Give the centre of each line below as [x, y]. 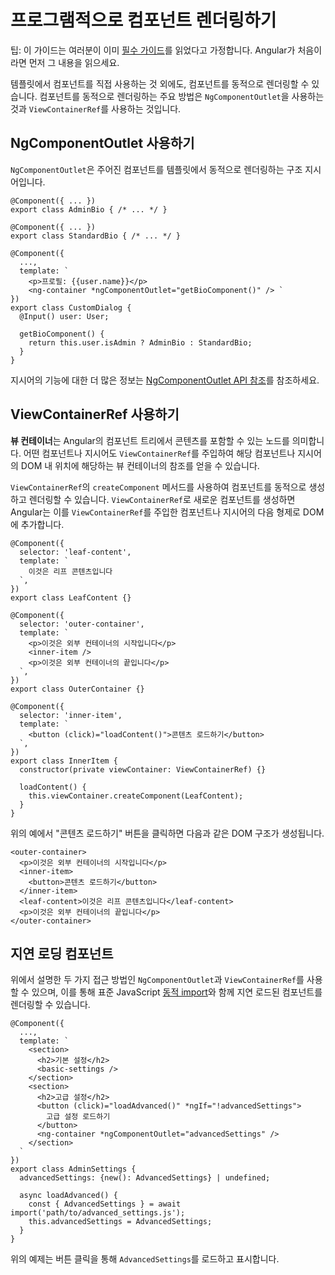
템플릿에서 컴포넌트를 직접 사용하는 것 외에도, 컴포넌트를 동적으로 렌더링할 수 [160, 83]
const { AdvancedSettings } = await [105, 1204]
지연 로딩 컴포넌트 [62, 953]
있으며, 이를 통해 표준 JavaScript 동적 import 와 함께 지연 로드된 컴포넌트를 [177, 992]
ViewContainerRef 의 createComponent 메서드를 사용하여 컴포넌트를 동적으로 [158, 487]
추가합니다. [42, 524]
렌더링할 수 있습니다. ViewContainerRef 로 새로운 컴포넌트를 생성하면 [162, 499]
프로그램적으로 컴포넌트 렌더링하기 [143, 20]
